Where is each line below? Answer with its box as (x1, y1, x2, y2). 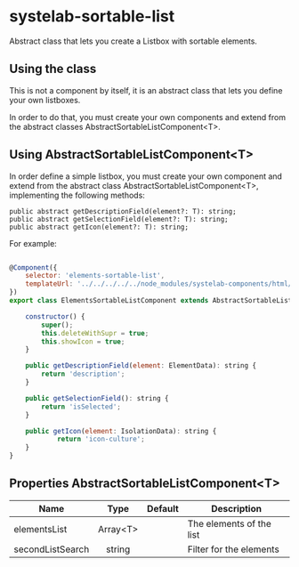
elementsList (13, 522, 68, 535)
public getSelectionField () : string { (25, 393, 169, 402)
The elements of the (187, 517, 271, 530)
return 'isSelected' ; (41, 402, 122, 411)
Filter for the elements (187, 543, 280, 555)
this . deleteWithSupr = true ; (41, 328, 149, 337)
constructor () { (25, 312, 86, 321)
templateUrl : (25, 279, 74, 288)
